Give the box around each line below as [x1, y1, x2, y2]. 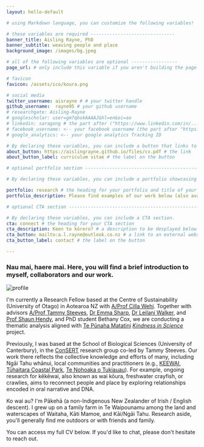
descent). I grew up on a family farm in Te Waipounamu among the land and [6, 404, 196, 411]
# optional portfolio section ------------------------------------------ [6, 165, 200, 171]
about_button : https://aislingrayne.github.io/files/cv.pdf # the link [6, 149, 191, 155]
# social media [6, 92, 45, 98]
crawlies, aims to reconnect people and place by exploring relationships [6, 379, 186, 387]
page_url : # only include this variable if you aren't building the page [6, 65, 197, 71]
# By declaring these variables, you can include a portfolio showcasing [6, 176, 197, 183]
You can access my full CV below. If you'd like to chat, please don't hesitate [6, 429, 195, 436]
